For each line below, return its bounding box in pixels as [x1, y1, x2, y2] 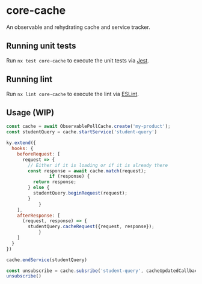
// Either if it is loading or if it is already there [28, 162, 168, 168]
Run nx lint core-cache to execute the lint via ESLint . [6, 90, 139, 97]
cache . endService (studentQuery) [6, 256, 87, 263]
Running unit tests [6, 41, 76, 51]
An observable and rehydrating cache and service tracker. [6, 23, 150, 31]
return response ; [32, 179, 77, 185]
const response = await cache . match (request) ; [28, 168, 147, 174]
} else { [28, 184, 50, 191]
